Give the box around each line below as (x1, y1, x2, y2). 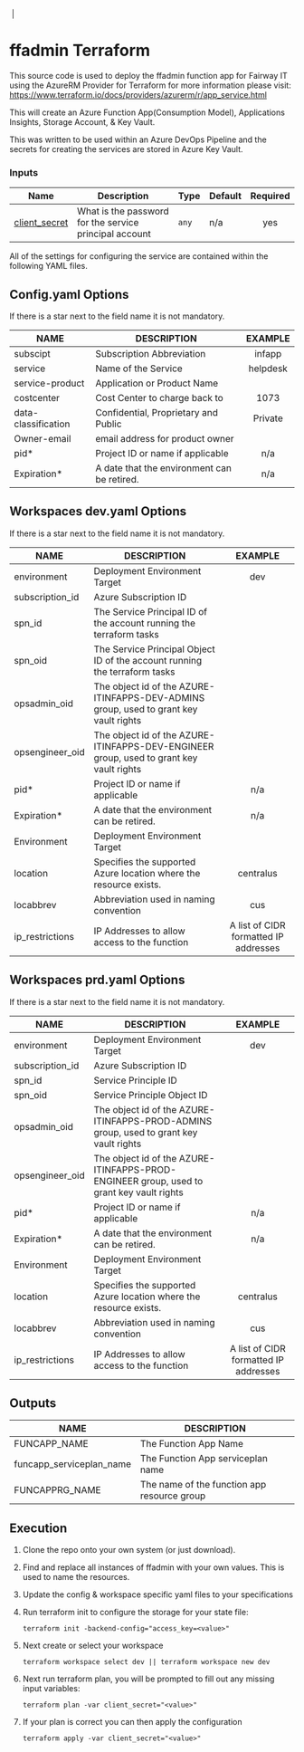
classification (14, 417, 71, 430)
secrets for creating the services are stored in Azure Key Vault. (9, 143, 243, 154)
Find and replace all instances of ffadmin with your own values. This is (22, 1562, 285, 1573)
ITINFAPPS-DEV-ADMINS (93, 691, 205, 704)
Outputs (9, 1395, 57, 1412)
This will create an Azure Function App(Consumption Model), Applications (9, 107, 285, 118)
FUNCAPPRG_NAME (14, 1484, 101, 1497)
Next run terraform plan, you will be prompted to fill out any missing (22, 1673, 275, 1684)
